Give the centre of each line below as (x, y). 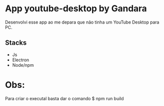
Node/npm (23, 65)
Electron (21, 60)
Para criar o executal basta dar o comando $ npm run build (64, 98)
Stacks (16, 43)
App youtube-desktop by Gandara (76, 9)
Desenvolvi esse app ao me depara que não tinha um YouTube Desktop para (82, 22)
